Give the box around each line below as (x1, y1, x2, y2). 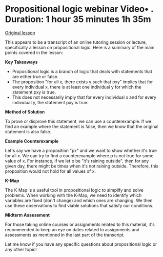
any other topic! (5, 246, 37, 252)
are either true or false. (12, 73, 59, 79)
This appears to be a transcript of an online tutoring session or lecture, (5, 39, 147, 45)
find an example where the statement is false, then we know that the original (5, 123, 159, 129)
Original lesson (5, 30, 35, 36)
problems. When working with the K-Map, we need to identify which (5, 192, 142, 198)
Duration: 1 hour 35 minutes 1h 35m (5, 14, 151, 25)
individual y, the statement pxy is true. (12, 99, 89, 105)
